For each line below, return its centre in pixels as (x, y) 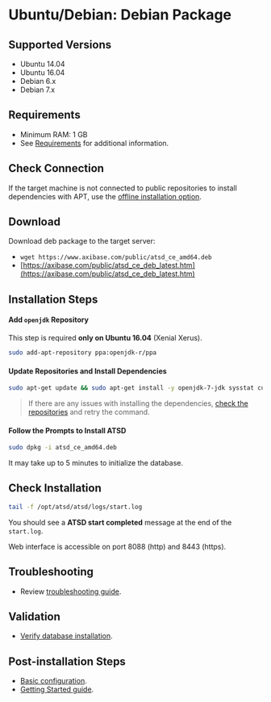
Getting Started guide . (57, 689)
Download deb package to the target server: (82, 241)
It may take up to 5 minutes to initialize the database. (96, 463)
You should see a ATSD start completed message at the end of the (120, 522)
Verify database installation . (66, 636)
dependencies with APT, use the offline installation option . (105, 196)
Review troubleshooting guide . (71, 591)
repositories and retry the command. (89, 412)
